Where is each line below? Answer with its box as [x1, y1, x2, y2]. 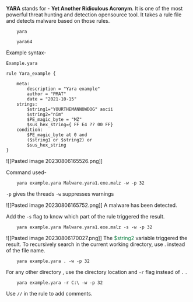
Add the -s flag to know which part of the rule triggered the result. [6, 213, 165, 220]
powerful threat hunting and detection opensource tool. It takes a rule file [6, 11, 182, 18]
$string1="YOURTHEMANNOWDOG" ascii [27, 106, 114, 112]
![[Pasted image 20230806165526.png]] [6, 158, 103, 164]
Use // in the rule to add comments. [6, 290, 93, 297]
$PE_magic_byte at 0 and [27, 132, 87, 138]
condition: [16, 127, 43, 133]
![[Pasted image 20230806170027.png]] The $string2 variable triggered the [6, 235, 188, 241]
